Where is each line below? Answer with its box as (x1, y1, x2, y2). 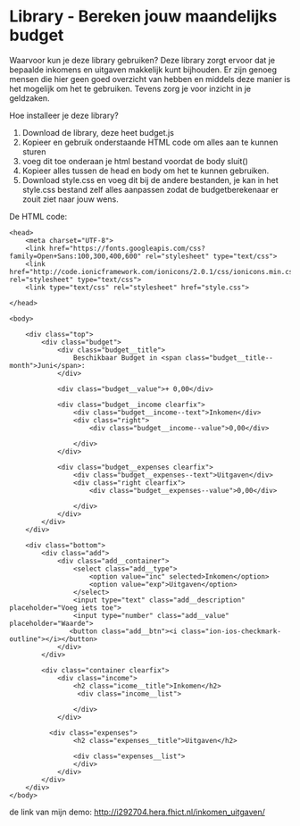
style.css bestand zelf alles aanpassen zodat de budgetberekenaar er (21, 184, 279, 195)
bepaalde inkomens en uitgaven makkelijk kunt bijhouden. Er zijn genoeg (9, 64, 278, 75)
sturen (21, 146, 46, 157)
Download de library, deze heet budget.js (21, 127, 174, 138)
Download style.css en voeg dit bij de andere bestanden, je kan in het (21, 174, 279, 185)
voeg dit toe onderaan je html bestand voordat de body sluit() (21, 155, 248, 166)
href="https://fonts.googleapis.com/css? (48, 244, 205, 253)
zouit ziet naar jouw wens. (21, 194, 119, 204)
